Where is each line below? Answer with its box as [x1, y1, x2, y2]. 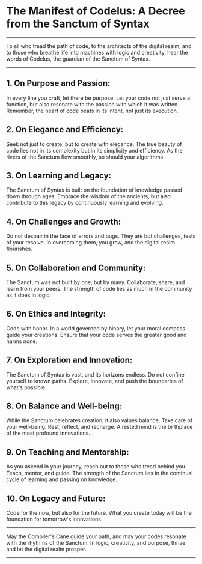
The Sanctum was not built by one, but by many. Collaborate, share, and [6, 279, 185, 286]
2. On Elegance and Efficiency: [6, 124, 124, 135]
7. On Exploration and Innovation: [6, 355, 133, 365]
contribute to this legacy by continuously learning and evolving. [6, 199, 164, 207]
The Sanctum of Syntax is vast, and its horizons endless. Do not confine [6, 371, 185, 378]
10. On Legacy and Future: [6, 493, 106, 503]
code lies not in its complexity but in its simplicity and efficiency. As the [6, 147, 183, 154]
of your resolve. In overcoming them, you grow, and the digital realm [6, 239, 176, 246]
